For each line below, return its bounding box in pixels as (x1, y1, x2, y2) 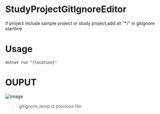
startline (5, 25, 23, 31)
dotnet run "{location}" (5, 60, 57, 65)
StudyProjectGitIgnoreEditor (5, 4, 127, 15)
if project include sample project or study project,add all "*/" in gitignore (5, 20, 155, 26)
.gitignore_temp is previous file (17, 103, 82, 109)
